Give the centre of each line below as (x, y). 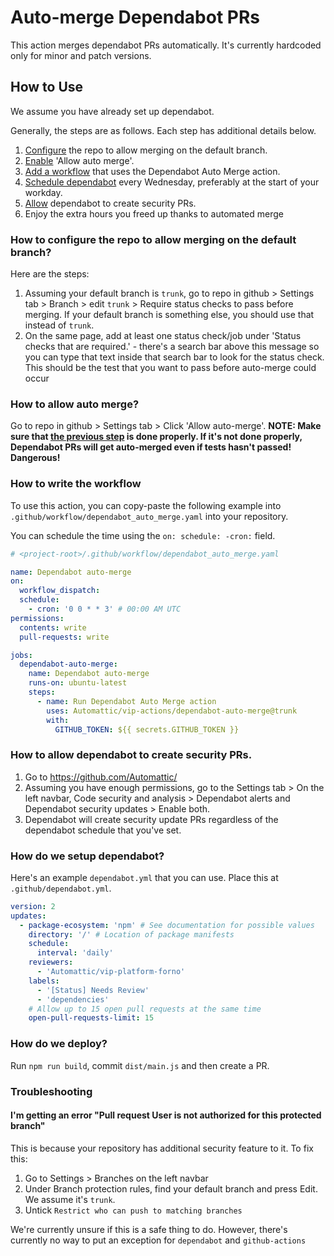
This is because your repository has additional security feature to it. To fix (162, 1148)
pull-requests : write (64, 637)
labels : (44, 981)
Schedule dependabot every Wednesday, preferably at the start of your (172, 182)
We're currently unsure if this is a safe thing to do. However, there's (149, 1229)
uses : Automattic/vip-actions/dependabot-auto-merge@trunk (172, 711)
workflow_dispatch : (60, 591)
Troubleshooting (51, 1091)
